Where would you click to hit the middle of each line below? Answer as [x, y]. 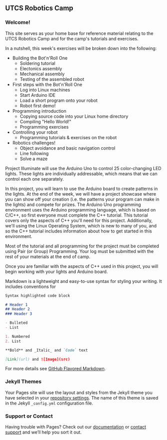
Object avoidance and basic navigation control [68, 148]
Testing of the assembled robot [52, 79]
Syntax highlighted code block [38, 296]
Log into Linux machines [45, 90]
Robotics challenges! [34, 143]
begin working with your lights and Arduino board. [57, 271]
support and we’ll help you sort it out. [43, 432]
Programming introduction [39, 111]
